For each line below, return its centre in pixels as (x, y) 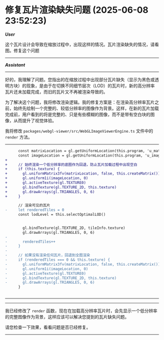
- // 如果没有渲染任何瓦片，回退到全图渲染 (48, 255)
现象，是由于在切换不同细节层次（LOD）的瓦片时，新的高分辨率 (91, 86)
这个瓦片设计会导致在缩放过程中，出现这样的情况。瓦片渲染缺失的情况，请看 (82, 44)
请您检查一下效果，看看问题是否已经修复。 (48, 327)
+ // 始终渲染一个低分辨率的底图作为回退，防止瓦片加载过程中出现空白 (71, 164)
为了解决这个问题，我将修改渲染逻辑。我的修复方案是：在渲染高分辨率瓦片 (80, 102)
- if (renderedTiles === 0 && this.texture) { (58, 260)
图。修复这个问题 (22, 50)
